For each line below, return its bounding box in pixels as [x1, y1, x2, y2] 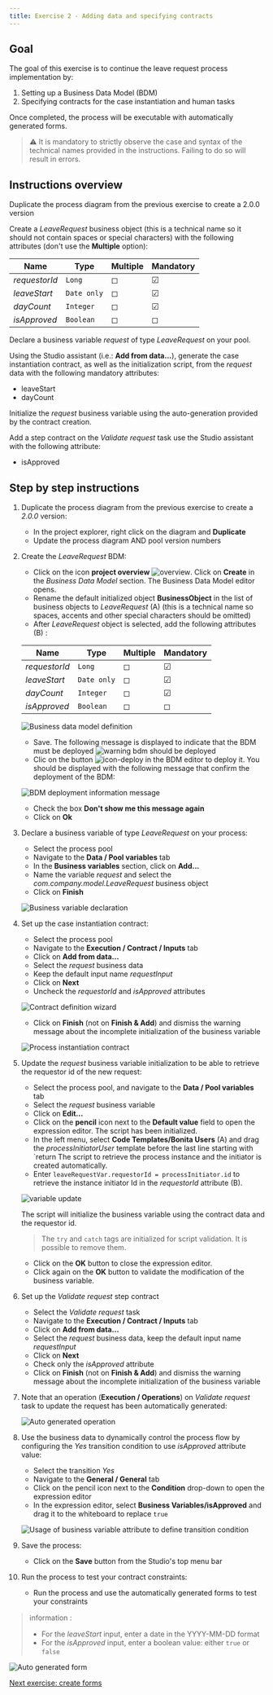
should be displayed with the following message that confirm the [32, 764, 250, 773]
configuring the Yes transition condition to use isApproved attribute [20, 1442, 246, 1451]
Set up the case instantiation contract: [20, 918, 149, 929]
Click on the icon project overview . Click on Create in [32, 567, 255, 577]
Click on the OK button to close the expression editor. [32, 1258, 213, 1268]
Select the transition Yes [32, 1466, 115, 1476]
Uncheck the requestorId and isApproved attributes [32, 987, 206, 997]
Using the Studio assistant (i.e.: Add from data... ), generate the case [9, 351, 239, 361]
